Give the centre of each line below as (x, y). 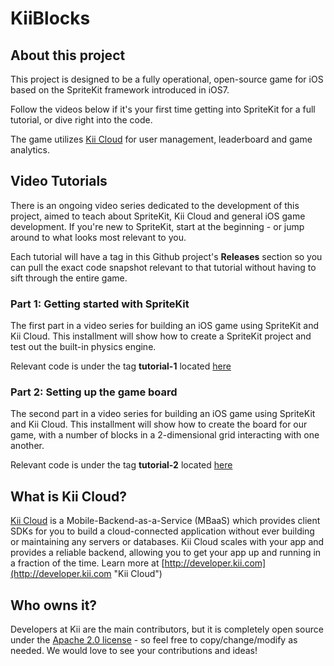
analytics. (30, 150)
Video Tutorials (59, 181)
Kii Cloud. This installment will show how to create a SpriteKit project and (161, 336)
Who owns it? (54, 605)
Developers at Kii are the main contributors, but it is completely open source (167, 629)
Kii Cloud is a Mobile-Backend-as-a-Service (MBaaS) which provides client (165, 521)
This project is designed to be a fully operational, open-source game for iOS (167, 79)
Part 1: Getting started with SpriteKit (100, 304)
